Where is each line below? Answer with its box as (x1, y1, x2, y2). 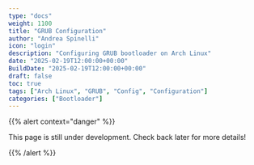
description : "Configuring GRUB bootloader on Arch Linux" (8, 49, 212, 57)
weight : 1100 (8, 19, 53, 27)
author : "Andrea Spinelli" (8, 34, 99, 43)
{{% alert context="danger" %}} (8, 116, 116, 126)
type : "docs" (8, 11, 53, 20)
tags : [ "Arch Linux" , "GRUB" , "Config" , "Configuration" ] (8, 87, 208, 95)
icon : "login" (8, 42, 57, 50)
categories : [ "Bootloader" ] (8, 95, 104, 103)
